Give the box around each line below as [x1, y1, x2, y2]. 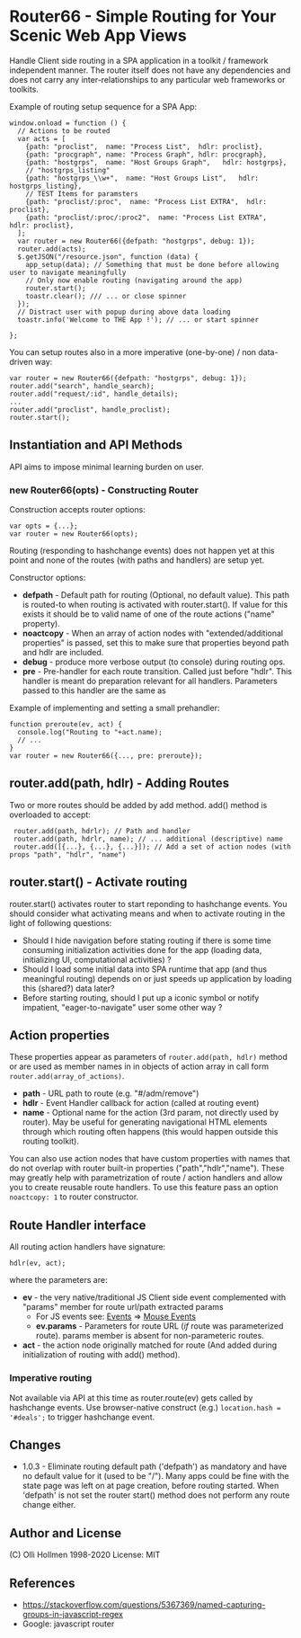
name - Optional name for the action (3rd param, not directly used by [22, 1108, 279, 1118]
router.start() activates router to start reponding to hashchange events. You [9, 898, 288, 909]
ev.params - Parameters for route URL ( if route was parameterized [35, 1321, 284, 1331]
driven [9, 356, 33, 367]
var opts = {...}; [9, 521, 78, 531]
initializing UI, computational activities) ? [22, 954, 173, 965]
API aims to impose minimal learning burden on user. [9, 461, 204, 472]
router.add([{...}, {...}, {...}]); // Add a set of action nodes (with [13, 842, 292, 851]
